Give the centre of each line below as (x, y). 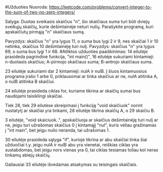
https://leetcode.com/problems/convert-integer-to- (100, 7)
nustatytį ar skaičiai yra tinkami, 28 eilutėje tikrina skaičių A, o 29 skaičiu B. (80, 110)
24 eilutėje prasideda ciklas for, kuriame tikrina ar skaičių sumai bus (73, 91)
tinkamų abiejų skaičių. (28, 155)
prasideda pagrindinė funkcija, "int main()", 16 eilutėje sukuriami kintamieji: (80, 57)
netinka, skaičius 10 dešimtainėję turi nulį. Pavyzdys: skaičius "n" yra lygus (80, 46)
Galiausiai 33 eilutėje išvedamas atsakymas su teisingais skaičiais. (71, 164)
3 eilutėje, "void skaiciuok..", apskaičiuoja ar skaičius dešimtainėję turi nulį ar (81, 120)
